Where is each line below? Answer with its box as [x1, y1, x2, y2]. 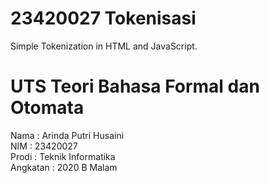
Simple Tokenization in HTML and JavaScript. [10, 40, 198, 52]
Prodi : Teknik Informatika [10, 150, 116, 162]
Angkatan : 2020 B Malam [10, 161, 118, 173]
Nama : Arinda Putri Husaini [10, 129, 125, 141]
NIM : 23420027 [10, 140, 78, 152]
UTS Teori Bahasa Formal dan [10, 75, 260, 98]
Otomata [10, 97, 85, 119]
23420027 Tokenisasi [10, 7, 197, 30]
